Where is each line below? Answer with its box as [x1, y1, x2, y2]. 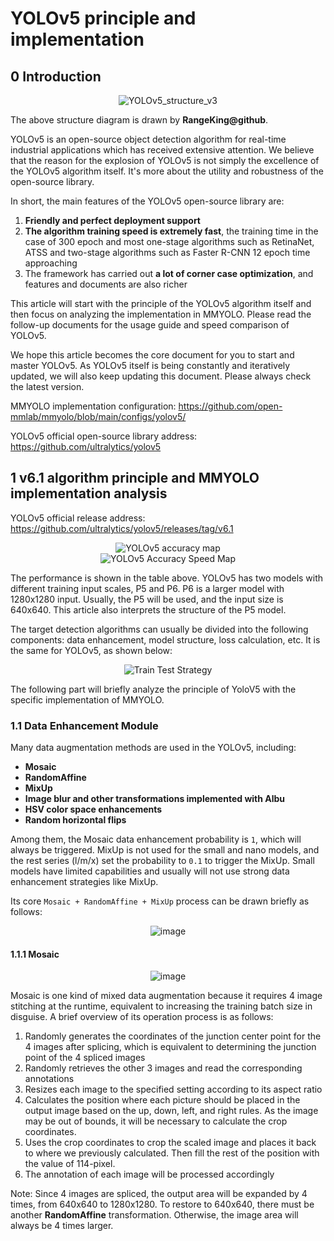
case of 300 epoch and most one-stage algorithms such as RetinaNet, [24, 236, 315, 247]
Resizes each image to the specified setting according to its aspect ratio [24, 1083, 323, 1096]
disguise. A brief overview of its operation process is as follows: [10, 1011, 274, 1023]
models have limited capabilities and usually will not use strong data [10, 865, 290, 877]
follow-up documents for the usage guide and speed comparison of [10, 319, 290, 331]
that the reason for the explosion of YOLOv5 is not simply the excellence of [10, 155, 320, 166]
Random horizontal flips [24, 814, 127, 826]
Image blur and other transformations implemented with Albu [24, 793, 286, 805]
